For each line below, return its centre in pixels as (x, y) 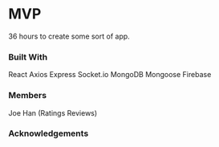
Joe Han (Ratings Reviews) (53, 112)
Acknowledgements (49, 133)
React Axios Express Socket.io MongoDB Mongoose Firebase (110, 75)
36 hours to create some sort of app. (69, 36)
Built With (28, 57)
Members (27, 96)
